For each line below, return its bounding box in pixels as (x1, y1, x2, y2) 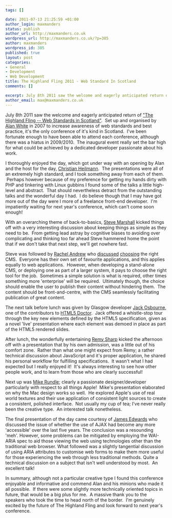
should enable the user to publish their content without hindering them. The (5, 283, 166, 290)
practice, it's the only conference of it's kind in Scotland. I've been (5, 128, 147, 134)
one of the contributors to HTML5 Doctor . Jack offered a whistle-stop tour (5, 310, 163, 316)
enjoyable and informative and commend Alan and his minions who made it (5, 481, 164, 487)
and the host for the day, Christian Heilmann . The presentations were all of (5, 165, 164, 171)
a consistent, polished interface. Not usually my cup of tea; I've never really (5, 400, 166, 407)
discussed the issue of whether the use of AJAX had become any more (5, 421, 156, 428)
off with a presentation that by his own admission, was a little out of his (5, 341, 155, 348)
